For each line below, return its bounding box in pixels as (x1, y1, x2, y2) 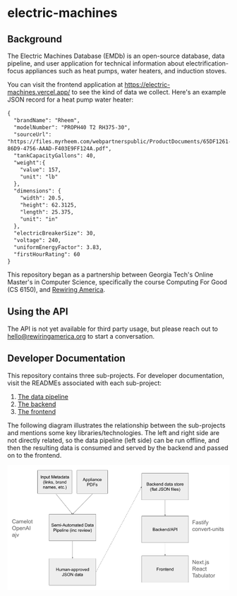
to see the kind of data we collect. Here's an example (71, 88, 226, 96)
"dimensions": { (13, 188, 61, 195)
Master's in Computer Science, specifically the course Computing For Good (7, 278, 228, 286)
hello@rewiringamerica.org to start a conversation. (7, 332, 155, 340)
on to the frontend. (7, 451, 62, 459)
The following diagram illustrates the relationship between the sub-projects (7, 421, 226, 430)
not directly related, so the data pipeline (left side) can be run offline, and (7, 436, 220, 444)
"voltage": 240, (13, 237, 61, 244)
